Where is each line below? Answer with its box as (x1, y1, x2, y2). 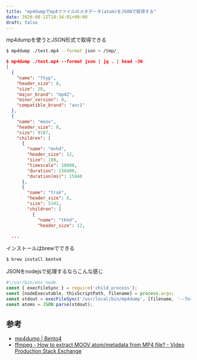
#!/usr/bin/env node (6, 280, 57, 285)
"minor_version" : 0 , (16, 97, 67, 103)
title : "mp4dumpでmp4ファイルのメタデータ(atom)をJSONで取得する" (6, 8, 157, 15)
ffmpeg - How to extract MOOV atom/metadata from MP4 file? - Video (14, 341, 185, 348)
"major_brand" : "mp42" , (16, 92, 75, 97)
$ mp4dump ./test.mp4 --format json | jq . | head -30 (6, 59, 143, 65)
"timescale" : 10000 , (27, 162, 77, 168)
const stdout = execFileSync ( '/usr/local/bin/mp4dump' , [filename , (6, 296, 175, 302)
